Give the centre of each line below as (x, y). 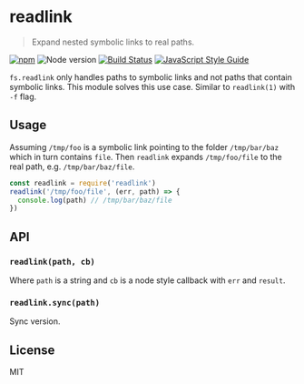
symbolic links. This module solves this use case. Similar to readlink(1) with (152, 86)
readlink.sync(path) (55, 303)
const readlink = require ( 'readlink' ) (83, 183)
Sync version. (35, 321)
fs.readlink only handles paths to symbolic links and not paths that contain (151, 77)
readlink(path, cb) (52, 262)
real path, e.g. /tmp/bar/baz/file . (72, 167)
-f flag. (23, 96)
